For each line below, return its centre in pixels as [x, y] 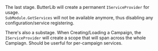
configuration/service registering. [40, 23]
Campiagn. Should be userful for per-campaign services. [64, 43]
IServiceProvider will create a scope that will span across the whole [75, 38]
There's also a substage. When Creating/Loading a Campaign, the [73, 32]
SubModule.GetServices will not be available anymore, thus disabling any [79, 18]
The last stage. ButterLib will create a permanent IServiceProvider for [77, 7]
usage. [12, 12]
